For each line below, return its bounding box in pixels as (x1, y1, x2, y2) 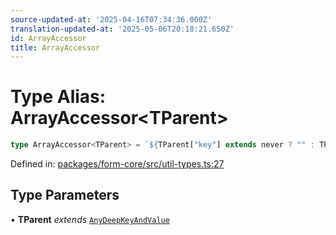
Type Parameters (10, 187, 120, 204)
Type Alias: (10, 86, 107, 108)
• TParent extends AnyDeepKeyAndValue (10, 213, 170, 225)
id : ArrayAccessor (10, 33, 87, 43)
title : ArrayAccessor (10, 42, 101, 53)
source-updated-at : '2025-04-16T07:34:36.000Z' (10, 14, 213, 25)
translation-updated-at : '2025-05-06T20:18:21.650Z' (10, 24, 235, 34)
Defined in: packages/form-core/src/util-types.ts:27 (10, 158, 225, 170)
